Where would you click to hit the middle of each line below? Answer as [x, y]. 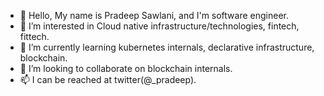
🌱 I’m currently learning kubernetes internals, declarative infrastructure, [167, 47]
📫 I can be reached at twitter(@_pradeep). [108, 79]
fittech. [34, 36]
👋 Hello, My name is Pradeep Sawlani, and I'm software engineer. [154, 15]
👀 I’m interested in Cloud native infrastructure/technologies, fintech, [159, 26]
